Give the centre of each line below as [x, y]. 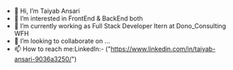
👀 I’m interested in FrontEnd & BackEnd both [78, 18]
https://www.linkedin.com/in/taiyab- [163, 49]
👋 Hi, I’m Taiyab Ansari [47, 11]
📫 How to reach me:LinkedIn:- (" [62, 49]
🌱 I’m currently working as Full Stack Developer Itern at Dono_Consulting [120, 26]
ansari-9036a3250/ [43, 59]
